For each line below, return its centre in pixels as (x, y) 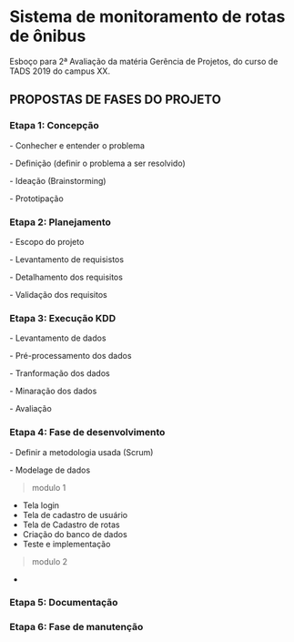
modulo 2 (50, 561)
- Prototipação (36, 199)
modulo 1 (49, 487)
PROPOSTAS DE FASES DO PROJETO (115, 100)
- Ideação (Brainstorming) (58, 180)
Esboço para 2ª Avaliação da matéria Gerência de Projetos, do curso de (144, 61)
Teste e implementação (66, 544)
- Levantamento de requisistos (67, 259)
